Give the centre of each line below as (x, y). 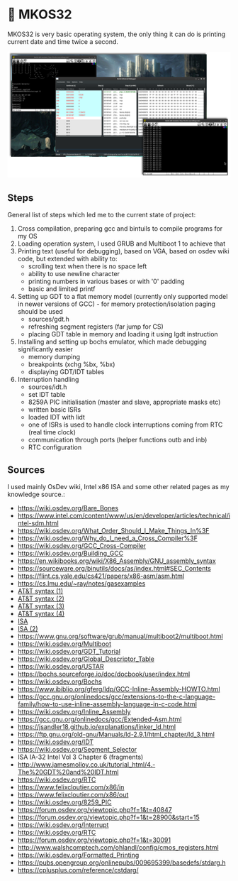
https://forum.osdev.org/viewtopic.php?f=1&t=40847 (95, 810)
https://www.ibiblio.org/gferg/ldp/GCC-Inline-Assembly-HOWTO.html (119, 689)
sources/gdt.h (49, 319)
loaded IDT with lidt (56, 417)
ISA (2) (28, 629)
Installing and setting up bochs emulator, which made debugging (112, 342)
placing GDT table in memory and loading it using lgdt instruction (123, 334)
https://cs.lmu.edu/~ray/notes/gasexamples (81, 584)
